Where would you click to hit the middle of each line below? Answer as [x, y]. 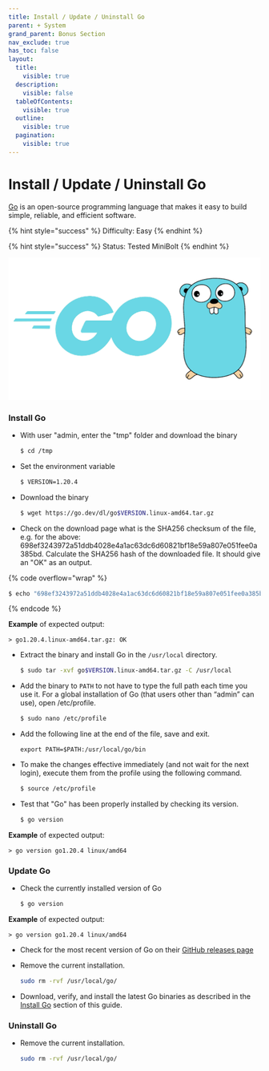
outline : [30, 119]
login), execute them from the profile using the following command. [131, 773]
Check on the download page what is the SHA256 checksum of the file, [138, 528]
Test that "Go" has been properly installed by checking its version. [129, 804]
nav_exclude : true [39, 42]
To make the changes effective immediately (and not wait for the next [134, 765]
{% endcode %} [35, 608]
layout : [21, 59]
